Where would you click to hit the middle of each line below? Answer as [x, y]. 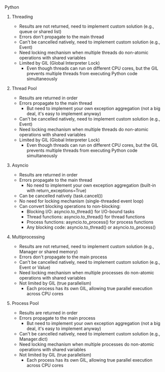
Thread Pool [24, 88]
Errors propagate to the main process [57, 318]
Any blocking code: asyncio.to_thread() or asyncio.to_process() [91, 227]
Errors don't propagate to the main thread [62, 37]
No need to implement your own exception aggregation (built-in [91, 185]
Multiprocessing [28, 237]
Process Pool [25, 303]
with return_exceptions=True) [57, 190]
